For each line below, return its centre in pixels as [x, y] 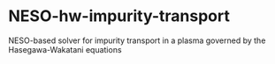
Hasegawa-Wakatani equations [65, 49]
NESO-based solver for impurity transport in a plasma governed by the [137, 40]
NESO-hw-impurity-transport [119, 16]
